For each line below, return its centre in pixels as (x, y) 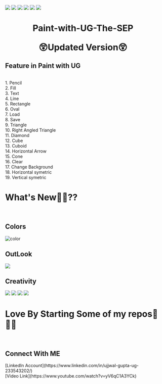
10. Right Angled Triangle (30, 130)
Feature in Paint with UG (43, 66)
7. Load (13, 114)
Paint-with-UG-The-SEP (83, 28)
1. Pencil (14, 83)
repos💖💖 (143, 314)
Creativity (21, 281)
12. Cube (14, 141)
